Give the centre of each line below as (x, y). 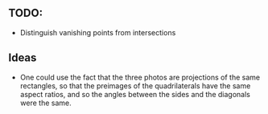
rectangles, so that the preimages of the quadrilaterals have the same (135, 85)
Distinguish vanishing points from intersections (98, 32)
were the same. (45, 103)
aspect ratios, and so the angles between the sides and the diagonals (135, 94)
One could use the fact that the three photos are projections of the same (140, 77)
